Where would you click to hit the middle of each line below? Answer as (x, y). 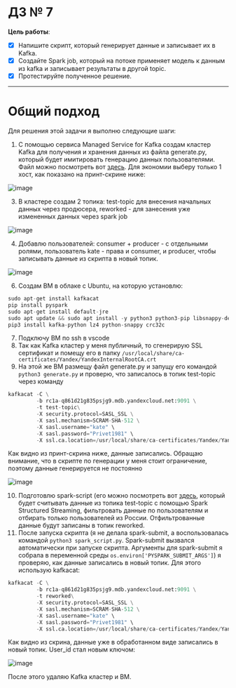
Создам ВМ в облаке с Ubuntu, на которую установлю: (100, 286)
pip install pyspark (38, 305)
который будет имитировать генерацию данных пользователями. (117, 159)
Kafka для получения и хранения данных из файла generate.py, (112, 152)
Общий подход (54, 111)
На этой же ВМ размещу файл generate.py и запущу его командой (117, 366)
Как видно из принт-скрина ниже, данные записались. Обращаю (105, 454)
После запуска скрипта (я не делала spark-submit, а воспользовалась (123, 533)
